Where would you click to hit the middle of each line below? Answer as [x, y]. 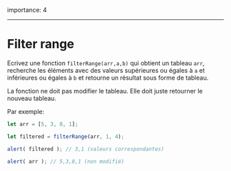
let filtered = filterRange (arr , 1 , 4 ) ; [66, 137]
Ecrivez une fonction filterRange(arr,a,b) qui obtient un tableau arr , [106, 63]
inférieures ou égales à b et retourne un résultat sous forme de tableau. [108, 78]
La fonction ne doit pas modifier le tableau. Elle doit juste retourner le [105, 91]
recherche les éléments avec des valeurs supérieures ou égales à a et [106, 70]
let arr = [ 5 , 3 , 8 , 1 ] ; [43, 124]
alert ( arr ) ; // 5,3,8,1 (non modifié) [66, 161]
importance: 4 [27, 10]
